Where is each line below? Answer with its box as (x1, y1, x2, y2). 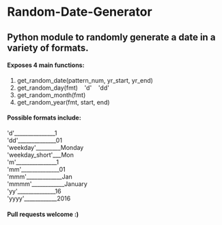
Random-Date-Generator (7, 4, 152, 20)
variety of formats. (7, 42, 89, 53)
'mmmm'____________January (7, 179, 87, 188)
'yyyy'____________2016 (7, 194, 71, 202)
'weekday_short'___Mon (7, 150, 74, 159)
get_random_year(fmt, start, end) (16, 98, 111, 106)
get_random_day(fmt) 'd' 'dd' (16, 83, 109, 92)
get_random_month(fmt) (16, 90, 86, 99)
